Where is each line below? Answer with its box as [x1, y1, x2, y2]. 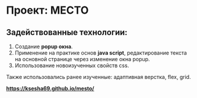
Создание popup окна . [14, 43, 73, 50]
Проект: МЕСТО [6, 4, 89, 17]
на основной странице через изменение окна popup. [14, 56, 150, 62]
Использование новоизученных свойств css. [14, 62, 129, 69]
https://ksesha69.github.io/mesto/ [6, 85, 94, 92]
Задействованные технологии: [6, 27, 128, 37]
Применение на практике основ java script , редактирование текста [14, 49, 187, 56]
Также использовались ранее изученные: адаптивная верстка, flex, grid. [6, 74, 191, 80]
